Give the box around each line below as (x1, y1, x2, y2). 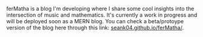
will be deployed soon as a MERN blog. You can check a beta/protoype (6, 18, 184, 24)
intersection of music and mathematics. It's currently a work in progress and (6, 11, 198, 18)
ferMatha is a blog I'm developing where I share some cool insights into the (6, 5, 194, 12)
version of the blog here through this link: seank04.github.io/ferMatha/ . (6, 24, 184, 31)
